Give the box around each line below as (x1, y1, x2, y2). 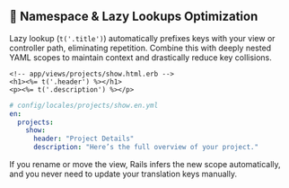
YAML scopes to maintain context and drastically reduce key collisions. (9, 51, 272, 63)
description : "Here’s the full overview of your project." (32, 143, 258, 152)
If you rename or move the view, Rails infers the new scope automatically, (9, 159, 281, 170)
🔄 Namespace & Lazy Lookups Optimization (9, 9, 258, 24)
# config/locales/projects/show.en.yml (9, 101, 159, 110)
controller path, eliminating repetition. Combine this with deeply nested (9, 42, 272, 53)
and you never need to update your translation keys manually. (9, 168, 238, 180)
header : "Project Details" (32, 134, 135, 144)
